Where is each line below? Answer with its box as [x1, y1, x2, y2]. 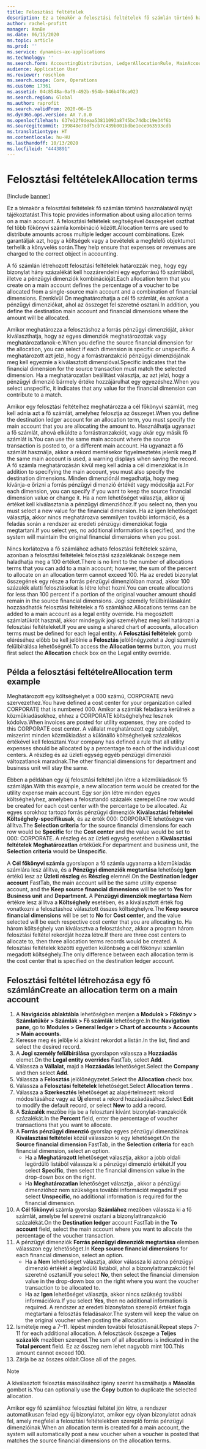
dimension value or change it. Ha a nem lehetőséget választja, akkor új [7, 494, 185, 501]
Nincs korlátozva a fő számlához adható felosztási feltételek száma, [7, 545, 178, 552]
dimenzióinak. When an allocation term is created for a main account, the [7, 1424, 190, 1431]
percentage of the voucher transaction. [15, 1232, 115, 1239]
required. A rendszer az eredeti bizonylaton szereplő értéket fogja [24, 1304, 191, 1311]
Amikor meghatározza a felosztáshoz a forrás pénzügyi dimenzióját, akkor [7, 325, 194, 333]
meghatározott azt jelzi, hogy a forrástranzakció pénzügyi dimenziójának [7, 352, 190, 359]
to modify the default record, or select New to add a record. [15, 1101, 167, 1109]
